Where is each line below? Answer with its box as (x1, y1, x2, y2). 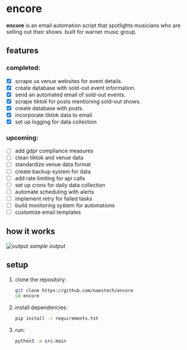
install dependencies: (14, 304, 68, 311)
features (6, 46, 39, 56)
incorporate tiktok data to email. (14, 111, 94, 119)
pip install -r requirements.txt (14, 316, 99, 322)
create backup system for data (14, 167, 91, 175)
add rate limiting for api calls (14, 174, 85, 182)
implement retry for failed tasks (14, 195, 93, 202)
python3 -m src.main (14, 338, 67, 345)
